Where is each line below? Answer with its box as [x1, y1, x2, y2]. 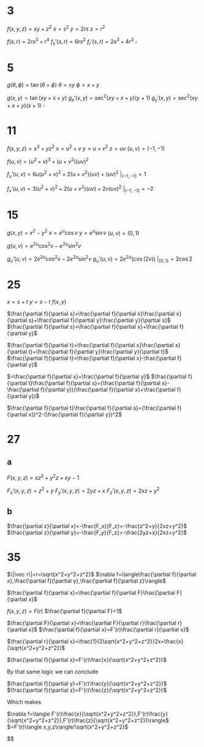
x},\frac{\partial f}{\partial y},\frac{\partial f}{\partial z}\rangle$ [7, 577, 166, 584]
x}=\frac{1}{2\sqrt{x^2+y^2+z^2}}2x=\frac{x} [70, 638, 184, 645]
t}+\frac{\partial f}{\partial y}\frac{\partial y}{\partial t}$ [28, 348, 169, 356]
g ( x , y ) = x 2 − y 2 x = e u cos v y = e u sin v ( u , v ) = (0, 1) [7, 228, 140, 237]
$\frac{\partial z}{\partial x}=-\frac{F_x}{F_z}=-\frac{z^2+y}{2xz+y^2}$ [7, 523, 187, 530]
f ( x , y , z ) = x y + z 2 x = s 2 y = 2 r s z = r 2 [7, 24, 105, 33]
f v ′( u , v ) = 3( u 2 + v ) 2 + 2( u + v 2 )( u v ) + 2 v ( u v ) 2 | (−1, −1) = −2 [7, 184, 154, 194]
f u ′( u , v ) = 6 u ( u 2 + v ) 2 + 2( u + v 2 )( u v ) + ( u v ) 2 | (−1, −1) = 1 [7, 169, 146, 180]
